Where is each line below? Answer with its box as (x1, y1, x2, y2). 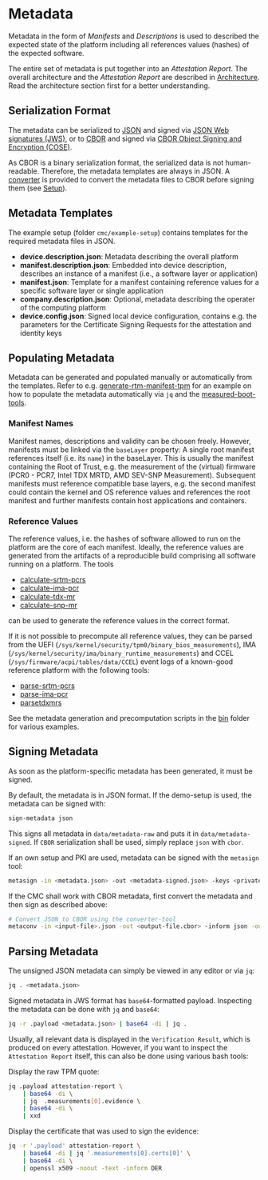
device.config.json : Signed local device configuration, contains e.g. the (19, 311, 258, 321)
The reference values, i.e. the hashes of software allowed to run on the (8, 534, 241, 543)
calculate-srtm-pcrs (19, 574, 86, 584)
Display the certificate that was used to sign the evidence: (8, 1126, 199, 1136)
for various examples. (8, 722, 80, 731)
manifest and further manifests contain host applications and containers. (8, 495, 247, 505)
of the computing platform (19, 302, 106, 312)
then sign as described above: (8, 899, 108, 909)
